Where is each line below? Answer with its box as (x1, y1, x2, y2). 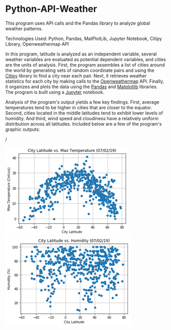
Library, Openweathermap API (5, 41, 69, 47)
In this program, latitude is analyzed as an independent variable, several (5, 51, 157, 57)
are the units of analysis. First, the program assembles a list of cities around (5, 62, 165, 68)
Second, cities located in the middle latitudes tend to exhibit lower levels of (5, 110, 163, 116)
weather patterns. (5, 25, 43, 31)
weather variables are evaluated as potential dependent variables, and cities (5, 56, 166, 62)
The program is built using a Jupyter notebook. (5, 89, 104, 95)
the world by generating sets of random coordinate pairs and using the (5, 67, 155, 73)
